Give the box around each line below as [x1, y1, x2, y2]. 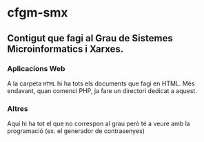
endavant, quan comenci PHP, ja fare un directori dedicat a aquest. [7, 86, 198, 94]
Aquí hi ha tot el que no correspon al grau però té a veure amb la [7, 119, 191, 128]
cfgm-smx [7, 5, 68, 21]
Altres [7, 103, 29, 113]
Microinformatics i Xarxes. [7, 43, 124, 54]
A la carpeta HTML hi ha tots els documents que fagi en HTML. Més [7, 79, 195, 88]
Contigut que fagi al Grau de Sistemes [7, 32, 174, 44]
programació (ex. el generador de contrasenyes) [7, 127, 145, 135]
